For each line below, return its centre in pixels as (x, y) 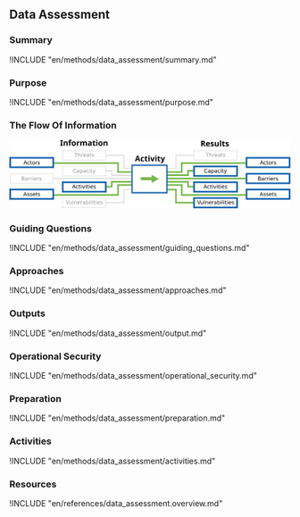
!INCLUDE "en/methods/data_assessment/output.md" (108, 333)
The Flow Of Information (63, 125)
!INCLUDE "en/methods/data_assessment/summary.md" (113, 59)
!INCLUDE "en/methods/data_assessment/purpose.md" (112, 102)
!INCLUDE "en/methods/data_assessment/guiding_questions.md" (129, 248)
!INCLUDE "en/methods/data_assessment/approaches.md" (118, 290)
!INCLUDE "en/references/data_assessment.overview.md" (116, 503)
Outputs (28, 313)
